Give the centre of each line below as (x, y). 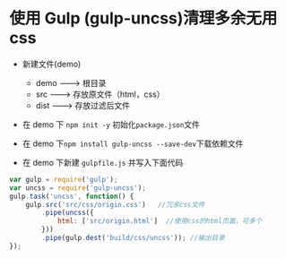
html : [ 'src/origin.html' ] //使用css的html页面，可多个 (160, 221)
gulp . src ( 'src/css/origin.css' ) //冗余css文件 (115, 204)
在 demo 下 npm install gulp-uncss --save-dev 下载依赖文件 (133, 143)
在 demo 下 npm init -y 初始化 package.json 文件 (111, 124)
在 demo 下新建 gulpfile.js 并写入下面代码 (103, 162)
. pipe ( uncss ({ (68, 213)
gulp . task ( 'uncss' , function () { (72, 196)
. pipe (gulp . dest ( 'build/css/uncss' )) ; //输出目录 (134, 238)
